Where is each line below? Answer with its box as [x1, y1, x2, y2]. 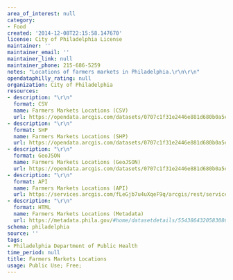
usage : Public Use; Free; [7, 262, 82, 269]
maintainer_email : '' [7, 49, 70, 56]
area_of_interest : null [7, 10, 76, 17]
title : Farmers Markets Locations [7, 256, 107, 263]
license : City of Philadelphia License [7, 36, 123, 43]
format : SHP [13, 126, 49, 133]
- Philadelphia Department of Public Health [7, 242, 138, 250]
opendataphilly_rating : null [7, 74, 92, 82]
